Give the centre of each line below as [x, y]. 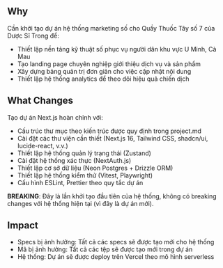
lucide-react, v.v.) [43, 145]
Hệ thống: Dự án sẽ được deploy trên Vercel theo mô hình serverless [116, 257]
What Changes [40, 101]
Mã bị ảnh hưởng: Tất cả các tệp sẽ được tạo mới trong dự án [105, 249]
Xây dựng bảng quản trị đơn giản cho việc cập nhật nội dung [104, 71]
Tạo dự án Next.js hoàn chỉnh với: [55, 117]
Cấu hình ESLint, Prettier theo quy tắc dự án [80, 182]
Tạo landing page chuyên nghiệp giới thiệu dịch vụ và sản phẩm [109, 64]
